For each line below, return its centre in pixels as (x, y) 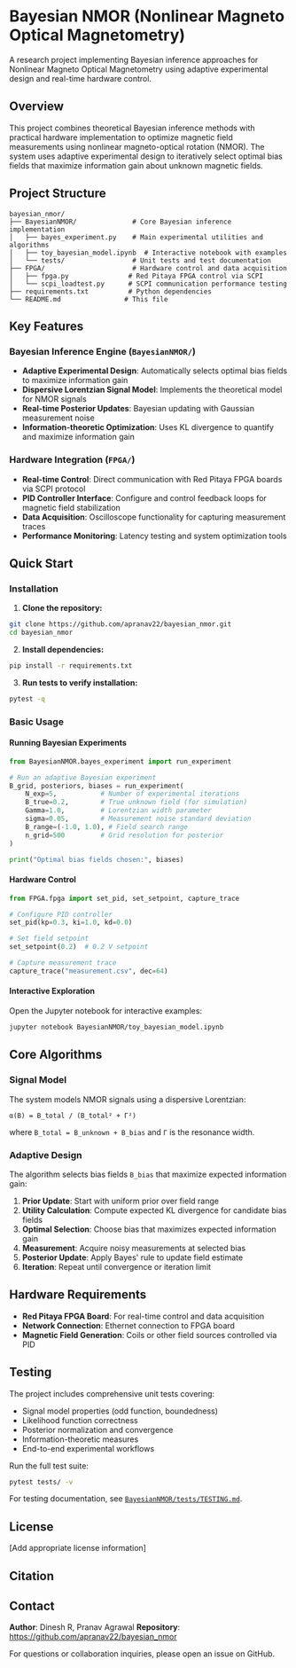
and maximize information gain (78, 437)
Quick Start (41, 564)
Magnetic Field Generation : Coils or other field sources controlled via (149, 1335)
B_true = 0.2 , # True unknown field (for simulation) (136, 803)
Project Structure (58, 194)
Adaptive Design (46, 1155)
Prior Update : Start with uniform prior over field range (121, 1201)
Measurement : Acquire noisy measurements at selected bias (134, 1248)
